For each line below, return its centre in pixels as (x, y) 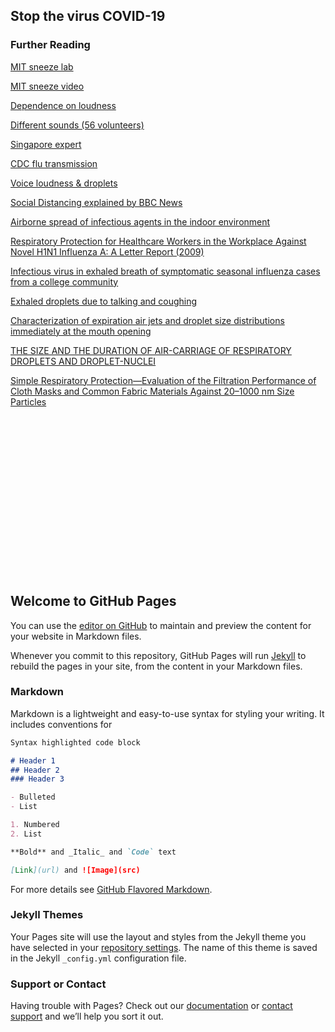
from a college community (64, 281)
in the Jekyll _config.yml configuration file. (98, 958)
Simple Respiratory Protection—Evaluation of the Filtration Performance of (163, 380)
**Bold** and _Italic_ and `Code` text (93, 852)
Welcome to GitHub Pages (93, 601)
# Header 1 (33, 760)
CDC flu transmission (54, 163)
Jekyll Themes (47, 915)
